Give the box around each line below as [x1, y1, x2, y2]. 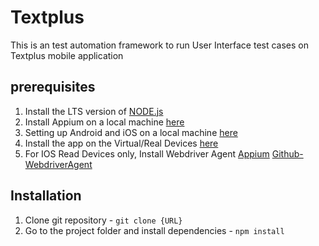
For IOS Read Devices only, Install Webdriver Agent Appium [24, 147, 270, 160]
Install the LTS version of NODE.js [24, 105, 164, 117]
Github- [271, 147, 304, 160]
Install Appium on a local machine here [24, 116, 185, 128]
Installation [10, 187, 82, 205]
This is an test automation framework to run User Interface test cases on [10, 39, 310, 51]
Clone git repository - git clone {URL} [24, 214, 183, 226]
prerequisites [10, 79, 96, 96]
